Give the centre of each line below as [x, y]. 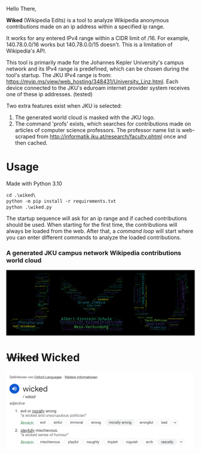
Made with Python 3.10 [34, 183]
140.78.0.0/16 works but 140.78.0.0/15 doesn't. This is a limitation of [89, 45]
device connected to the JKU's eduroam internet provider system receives [98, 88]
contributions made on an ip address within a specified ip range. [86, 27]
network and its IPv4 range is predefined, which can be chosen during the [98, 69]
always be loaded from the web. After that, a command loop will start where [100, 231]
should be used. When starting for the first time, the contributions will [92, 224]
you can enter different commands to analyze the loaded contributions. [94, 237]
